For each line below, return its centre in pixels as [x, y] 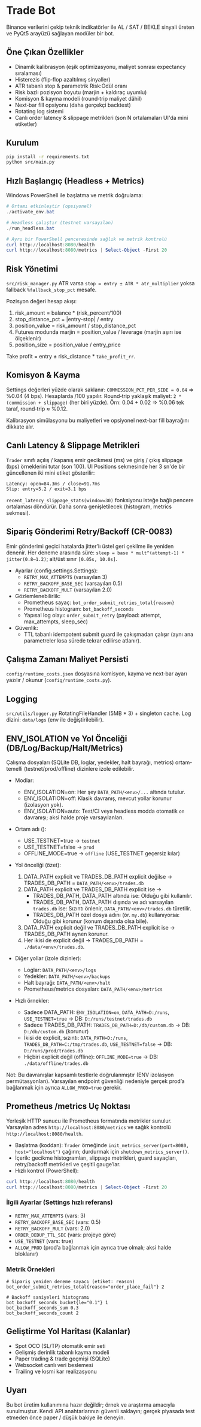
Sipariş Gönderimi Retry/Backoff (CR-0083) [89, 532]
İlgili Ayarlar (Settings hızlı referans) [60, 1202]
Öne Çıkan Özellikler [45, 52]
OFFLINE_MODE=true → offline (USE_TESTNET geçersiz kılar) [102, 853]
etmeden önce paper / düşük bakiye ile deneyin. [66, 1417]
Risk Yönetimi [32, 269]
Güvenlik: [27, 627]
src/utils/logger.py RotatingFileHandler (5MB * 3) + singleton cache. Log [99, 713]
